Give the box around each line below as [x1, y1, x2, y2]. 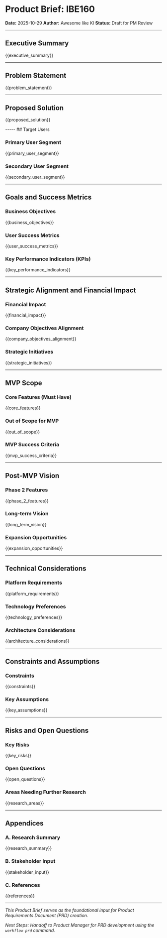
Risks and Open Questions [5, 726, 89, 735]
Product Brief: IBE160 [5, 3, 95, 15]
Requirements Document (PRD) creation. [5, 912, 88, 918]
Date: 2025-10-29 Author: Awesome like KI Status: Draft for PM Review [5, 20, 153, 26]
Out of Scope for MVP [5, 417, 59, 424]
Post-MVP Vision [5, 471, 60, 480]
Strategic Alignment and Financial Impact [5, 286, 136, 294]
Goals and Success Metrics [5, 193, 92, 202]
